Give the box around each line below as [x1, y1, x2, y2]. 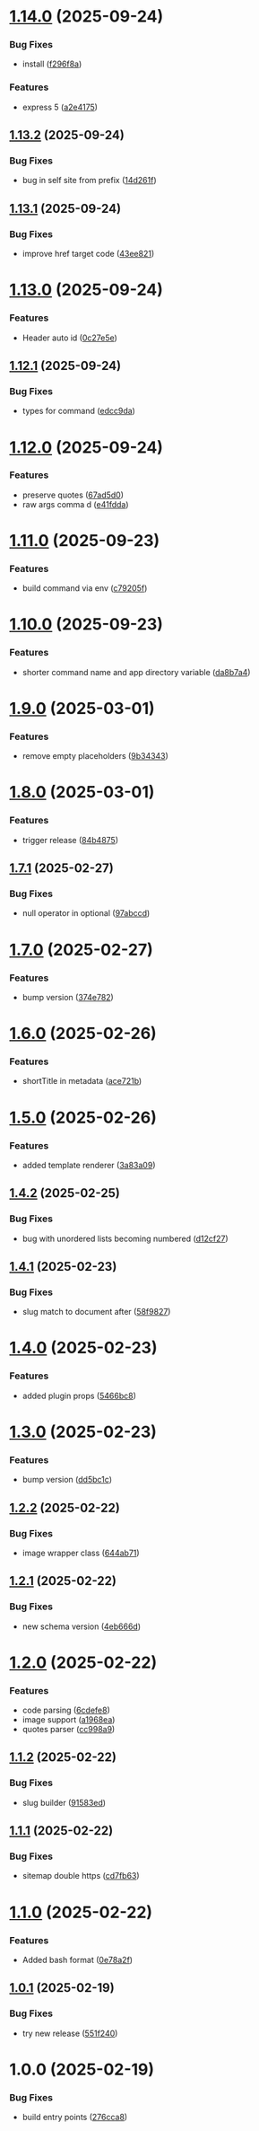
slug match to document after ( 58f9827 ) [22, 1307, 171, 1317]
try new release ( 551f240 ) [22, 2028, 118, 2039]
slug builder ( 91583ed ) [22, 1797, 106, 1808]
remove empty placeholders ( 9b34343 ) [22, 751, 168, 762]
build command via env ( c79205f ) [22, 583, 148, 594]
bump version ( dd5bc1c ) [22, 1475, 112, 1485]
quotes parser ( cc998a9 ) [22, 1724, 116, 1735]
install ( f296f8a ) [22, 58, 82, 69]
